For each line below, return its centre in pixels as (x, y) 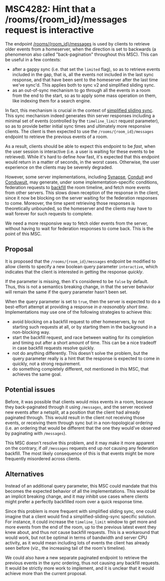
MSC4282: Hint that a (50, 9)
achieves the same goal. (37, 374)
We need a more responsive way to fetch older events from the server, (77, 223)
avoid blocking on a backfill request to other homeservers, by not (78, 321)
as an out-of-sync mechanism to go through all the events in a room (81, 90)
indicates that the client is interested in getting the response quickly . (74, 272)
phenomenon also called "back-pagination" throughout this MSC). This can (82, 54)
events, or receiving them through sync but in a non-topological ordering (79, 423)
